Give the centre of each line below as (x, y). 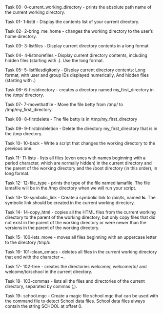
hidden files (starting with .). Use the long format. (54, 60)
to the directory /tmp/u (28, 242)
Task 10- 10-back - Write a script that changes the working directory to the (80, 143)
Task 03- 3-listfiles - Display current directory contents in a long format (77, 46)
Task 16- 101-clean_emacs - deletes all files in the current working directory (81, 252)
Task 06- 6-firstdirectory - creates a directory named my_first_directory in (79, 90)
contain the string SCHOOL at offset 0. (44, 306)
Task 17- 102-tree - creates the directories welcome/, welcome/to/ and (76, 266)
